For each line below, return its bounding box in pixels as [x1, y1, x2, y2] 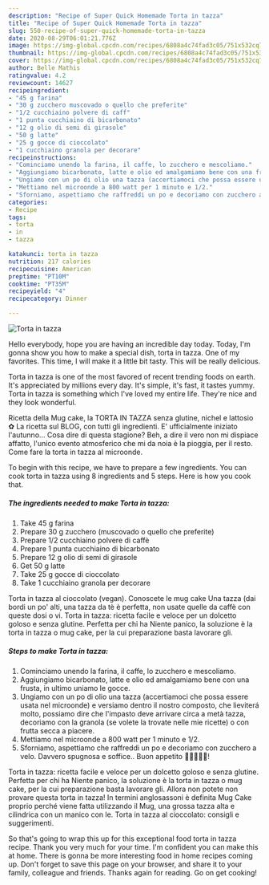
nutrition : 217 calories [8, 258, 91, 266]
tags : [8, 213, 26, 221]
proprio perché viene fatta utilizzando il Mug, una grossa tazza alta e [8, 801, 235, 810]
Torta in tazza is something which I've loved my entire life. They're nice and [8, 389, 258, 398]
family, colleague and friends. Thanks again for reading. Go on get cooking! [8, 867, 258, 877]
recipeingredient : [8, 86, 70, 95]
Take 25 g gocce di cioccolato [19, 569, 120, 578]
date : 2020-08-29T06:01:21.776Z [8, 34, 116, 43]
